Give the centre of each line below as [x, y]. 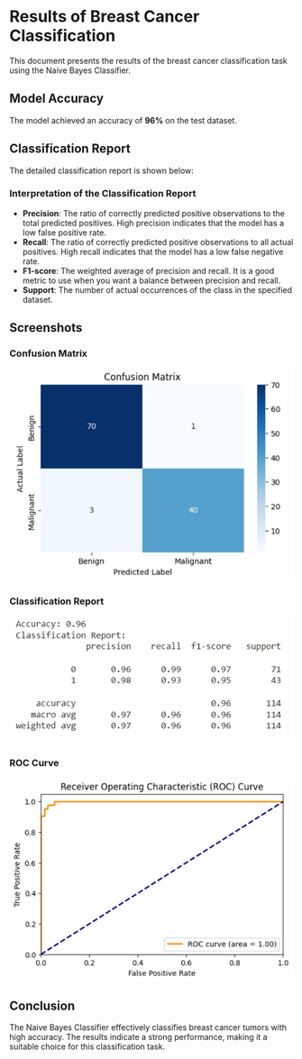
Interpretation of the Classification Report [103, 194]
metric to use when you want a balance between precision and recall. [151, 280]
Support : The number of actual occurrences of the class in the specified [157, 289]
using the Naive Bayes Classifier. [70, 70]
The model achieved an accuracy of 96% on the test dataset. [123, 120]
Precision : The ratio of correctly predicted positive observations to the [154, 213]
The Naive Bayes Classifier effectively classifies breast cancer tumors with [148, 1027]
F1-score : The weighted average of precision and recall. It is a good [148, 270]
